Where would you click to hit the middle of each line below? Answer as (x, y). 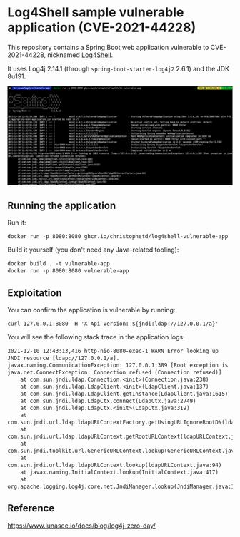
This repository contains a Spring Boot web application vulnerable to (108, 47)
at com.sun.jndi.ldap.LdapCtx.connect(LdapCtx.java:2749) (108, 401)
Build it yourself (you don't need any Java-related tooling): (93, 250)
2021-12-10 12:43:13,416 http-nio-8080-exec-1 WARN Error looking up (113, 351)
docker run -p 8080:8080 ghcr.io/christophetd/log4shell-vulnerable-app (118, 237)
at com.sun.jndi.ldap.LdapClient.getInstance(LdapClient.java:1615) (124, 394)
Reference (31, 508)
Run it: (17, 223)
